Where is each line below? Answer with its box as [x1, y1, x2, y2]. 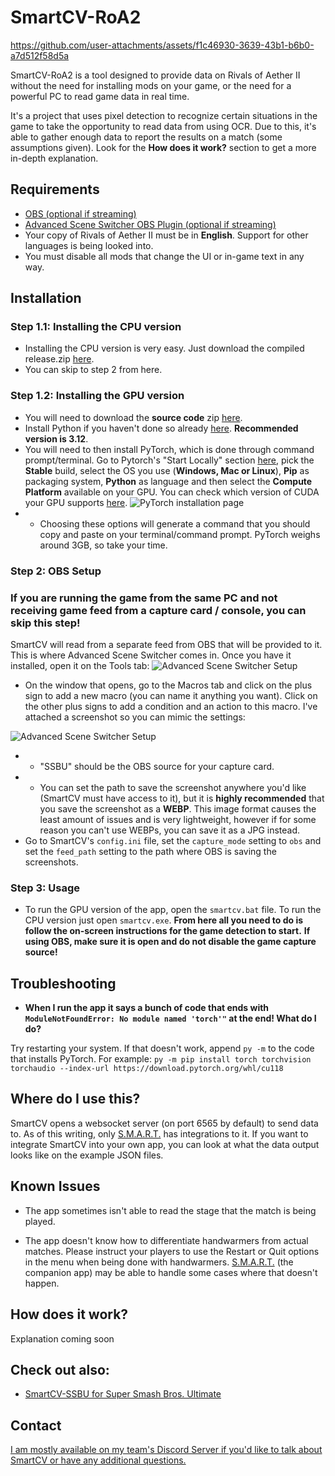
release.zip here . [24, 353, 95, 365]
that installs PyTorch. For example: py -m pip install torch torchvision [10, 1053, 312, 1065]
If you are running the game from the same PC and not [10, 591, 278, 605]
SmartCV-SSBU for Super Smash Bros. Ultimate [24, 1388, 222, 1400]
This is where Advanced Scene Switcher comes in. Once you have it [10, 649, 292, 661]
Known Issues [10, 1178, 101, 1195]
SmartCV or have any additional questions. [10, 1454, 187, 1466]
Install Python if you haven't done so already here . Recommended [24, 422, 299, 434]
